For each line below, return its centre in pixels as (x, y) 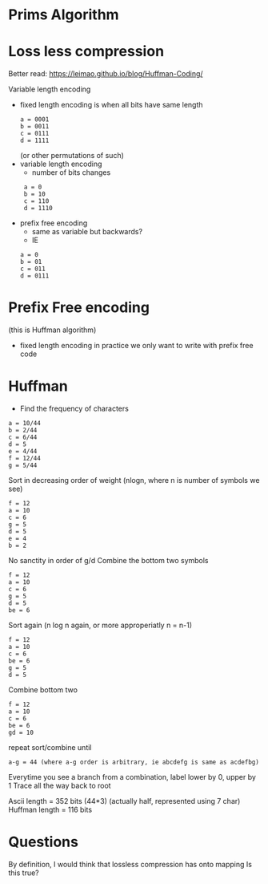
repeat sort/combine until (50, 747)
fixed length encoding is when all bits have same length (111, 105)
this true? (24, 873)
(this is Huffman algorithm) (52, 330)
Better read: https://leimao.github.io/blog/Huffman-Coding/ (106, 74)
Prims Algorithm (64, 15)
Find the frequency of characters (74, 408)
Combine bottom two (43, 690)
